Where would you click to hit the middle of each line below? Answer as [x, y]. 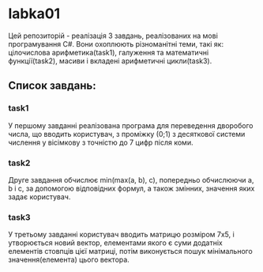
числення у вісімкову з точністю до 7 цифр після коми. [101, 142]
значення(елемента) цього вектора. [69, 260]
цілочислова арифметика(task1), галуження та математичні [109, 52]
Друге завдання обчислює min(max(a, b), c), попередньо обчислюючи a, [131, 179]
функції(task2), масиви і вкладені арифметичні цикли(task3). [110, 61]
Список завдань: [52, 86]
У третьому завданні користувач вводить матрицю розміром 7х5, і [121, 235]
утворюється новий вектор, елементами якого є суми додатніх [115, 243]
